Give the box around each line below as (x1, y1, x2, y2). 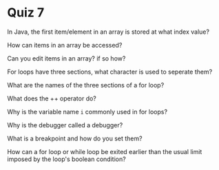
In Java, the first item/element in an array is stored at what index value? (7, 28, 210, 36)
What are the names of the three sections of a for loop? (7, 81, 165, 89)
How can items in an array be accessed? (7, 41, 123, 49)
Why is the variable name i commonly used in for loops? (7, 107, 167, 116)
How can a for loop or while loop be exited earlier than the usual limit (7, 147, 202, 156)
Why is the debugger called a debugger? (7, 120, 123, 129)
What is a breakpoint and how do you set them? (7, 134, 143, 142)
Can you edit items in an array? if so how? (7, 54, 126, 63)
